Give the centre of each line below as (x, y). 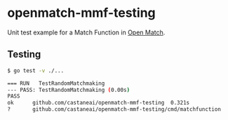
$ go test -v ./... (36, 71)
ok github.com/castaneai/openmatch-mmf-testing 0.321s (99, 103)
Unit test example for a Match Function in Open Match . (86, 32)
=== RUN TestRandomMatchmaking (56, 83)
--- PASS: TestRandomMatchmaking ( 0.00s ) (69, 90)
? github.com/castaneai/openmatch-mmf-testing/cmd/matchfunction (114, 109)
